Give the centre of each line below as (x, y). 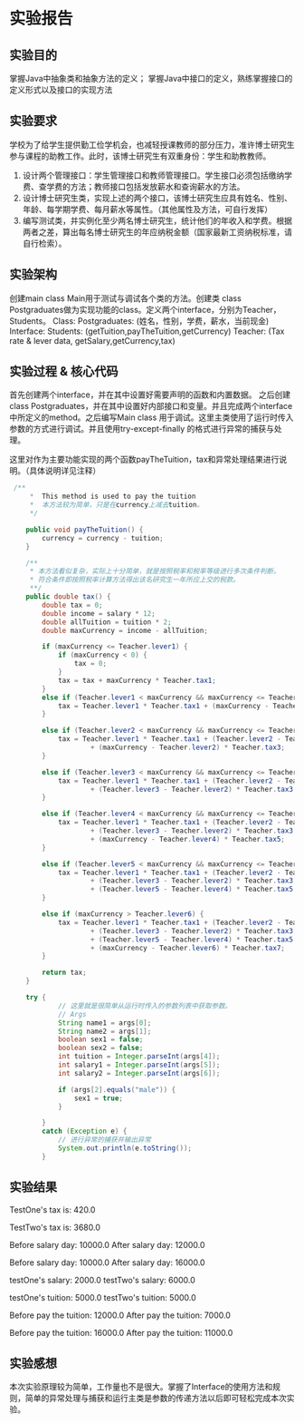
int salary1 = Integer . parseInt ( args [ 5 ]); (139, 1065)
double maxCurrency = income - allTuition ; (125, 630)
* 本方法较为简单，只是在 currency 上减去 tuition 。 (117, 505)
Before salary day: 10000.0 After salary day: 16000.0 (107, 1262)
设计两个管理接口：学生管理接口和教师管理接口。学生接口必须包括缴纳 (153, 175)
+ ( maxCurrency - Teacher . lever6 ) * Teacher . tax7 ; (187, 948)
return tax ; (65, 973)
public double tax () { (68, 597)
